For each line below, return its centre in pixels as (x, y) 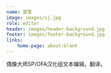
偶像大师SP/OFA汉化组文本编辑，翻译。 (56, 64)
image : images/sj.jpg (34, 18)
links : (15, 40)
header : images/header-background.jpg (56, 29)
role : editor (23, 23)
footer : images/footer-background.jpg (56, 35)
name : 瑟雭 (19, 12)
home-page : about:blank (48, 46)
